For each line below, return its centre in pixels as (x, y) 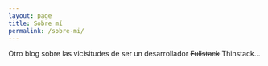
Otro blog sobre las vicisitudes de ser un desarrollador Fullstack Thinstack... (134, 54)
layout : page (30, 16)
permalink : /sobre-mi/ (46, 31)
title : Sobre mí (35, 23)
